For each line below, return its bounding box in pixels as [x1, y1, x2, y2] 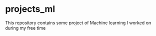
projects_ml [5, 3, 55, 15]
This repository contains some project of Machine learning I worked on [5, 20, 151, 26]
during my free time [5, 25, 46, 31]
